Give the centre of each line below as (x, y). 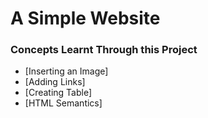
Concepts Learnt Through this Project (104, 50)
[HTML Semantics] (63, 103)
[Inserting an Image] (66, 71)
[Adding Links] (55, 82)
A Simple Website (85, 18)
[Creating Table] (58, 93)
